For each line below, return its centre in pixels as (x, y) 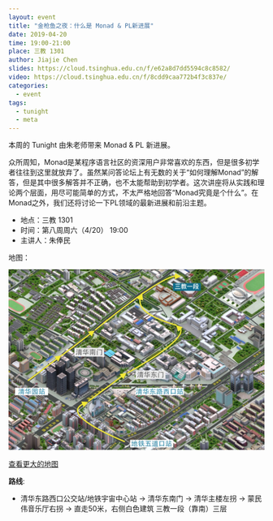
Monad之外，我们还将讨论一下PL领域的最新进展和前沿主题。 (110, 203)
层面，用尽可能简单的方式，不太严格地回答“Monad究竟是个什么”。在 (144, 193)
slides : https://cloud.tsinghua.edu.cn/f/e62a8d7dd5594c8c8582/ (119, 69)
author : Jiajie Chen (43, 60)
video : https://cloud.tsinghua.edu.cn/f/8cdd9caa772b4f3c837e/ (118, 77)
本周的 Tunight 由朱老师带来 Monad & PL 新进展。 (91, 145)
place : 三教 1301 (37, 52)
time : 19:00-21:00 (39, 43)
